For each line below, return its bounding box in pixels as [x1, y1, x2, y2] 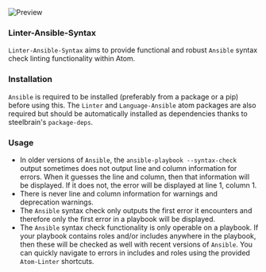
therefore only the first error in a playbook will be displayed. [19, 214, 216, 223]
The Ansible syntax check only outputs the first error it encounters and [19, 205, 253, 215]
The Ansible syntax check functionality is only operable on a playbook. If [19, 223, 259, 232]
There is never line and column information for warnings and [19, 188, 218, 198]
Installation [8, 74, 53, 85]
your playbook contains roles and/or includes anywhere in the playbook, [19, 231, 256, 240]
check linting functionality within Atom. [8, 54, 136, 64]
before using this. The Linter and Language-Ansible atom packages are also [8, 100, 256, 110]
